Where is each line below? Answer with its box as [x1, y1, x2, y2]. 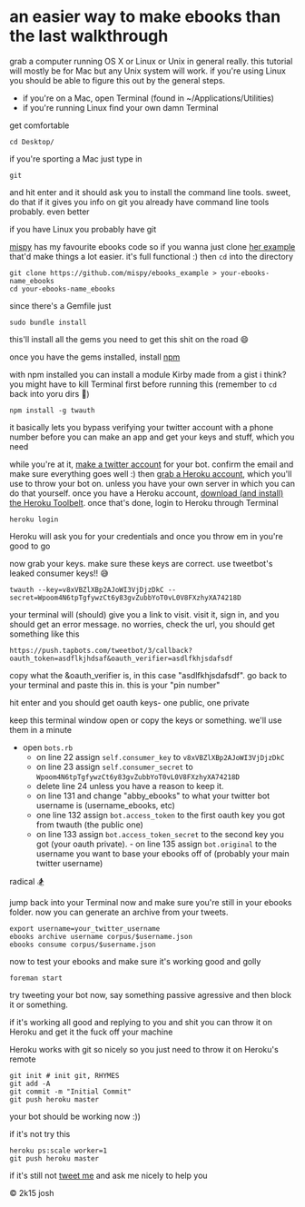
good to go [9, 540, 51, 551]
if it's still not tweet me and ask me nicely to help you [9, 1170, 208, 1181]
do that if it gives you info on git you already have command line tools [9, 196, 270, 207]
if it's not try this [9, 1128, 71, 1139]
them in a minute [9, 724, 73, 735]
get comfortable [9, 120, 70, 131]
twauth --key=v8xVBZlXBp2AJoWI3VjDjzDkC [9, 585, 165, 594]
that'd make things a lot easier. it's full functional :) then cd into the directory [9, 251, 293, 262]
